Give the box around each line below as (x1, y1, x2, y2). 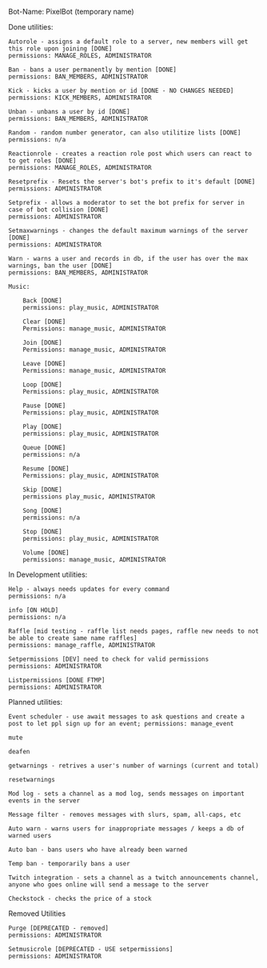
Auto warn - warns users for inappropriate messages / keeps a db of (8, 825, 245, 833)
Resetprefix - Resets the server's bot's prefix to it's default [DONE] (8, 178, 256, 186)
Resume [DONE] (22, 465, 70, 473)
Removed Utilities (8, 909, 66, 918)
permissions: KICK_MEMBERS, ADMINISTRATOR (8, 94, 152, 102)
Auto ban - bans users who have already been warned (8, 846, 188, 854)
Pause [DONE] (22, 402, 66, 410)
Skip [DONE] (22, 486, 62, 494)
